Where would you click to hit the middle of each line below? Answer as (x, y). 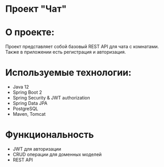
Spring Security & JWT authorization (51, 98)
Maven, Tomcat (29, 114)
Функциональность (50, 135)
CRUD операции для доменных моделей (57, 154)
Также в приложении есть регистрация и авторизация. (66, 52)
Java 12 (21, 87)
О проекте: (30, 33)
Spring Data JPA (30, 103)
